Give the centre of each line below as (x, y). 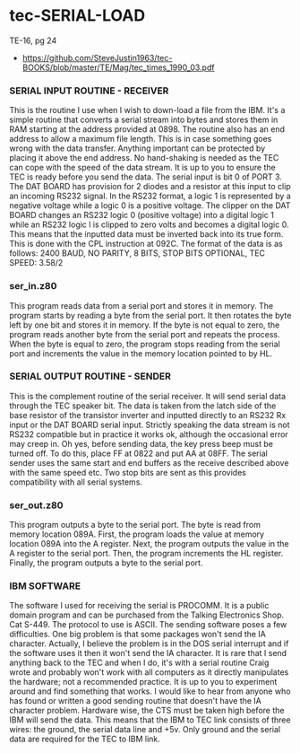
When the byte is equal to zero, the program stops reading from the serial (145, 344)
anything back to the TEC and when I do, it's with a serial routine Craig (139, 663)
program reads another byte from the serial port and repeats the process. (145, 334)
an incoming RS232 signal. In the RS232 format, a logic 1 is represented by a (150, 196)
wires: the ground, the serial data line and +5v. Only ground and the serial (145, 730)
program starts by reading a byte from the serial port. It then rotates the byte (150, 315)
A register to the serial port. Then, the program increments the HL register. (146, 554)
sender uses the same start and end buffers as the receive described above (149, 462)
